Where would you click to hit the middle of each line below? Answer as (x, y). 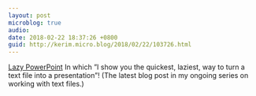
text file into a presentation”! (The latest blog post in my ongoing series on (128, 76)
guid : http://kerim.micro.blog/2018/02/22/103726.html (100, 45)
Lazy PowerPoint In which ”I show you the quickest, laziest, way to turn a (127, 67)
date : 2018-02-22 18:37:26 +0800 (63, 37)
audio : (19, 30)
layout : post (30, 15)
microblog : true (35, 23)
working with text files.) (46, 84)
